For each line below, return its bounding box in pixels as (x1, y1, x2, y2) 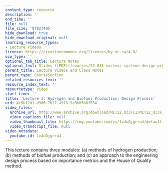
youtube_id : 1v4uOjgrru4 (9, 133, 61, 138)
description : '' (5, 12, 39, 17)
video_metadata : (5, 128, 39, 133)
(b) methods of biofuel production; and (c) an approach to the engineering (5, 152, 158, 158)
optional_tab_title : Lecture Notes (5, 59, 79, 64)
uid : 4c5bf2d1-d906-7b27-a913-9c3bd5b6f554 (5, 101, 97, 106)
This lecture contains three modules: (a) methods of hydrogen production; (5, 147, 158, 153)
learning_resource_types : (5, 40, 59, 45)
